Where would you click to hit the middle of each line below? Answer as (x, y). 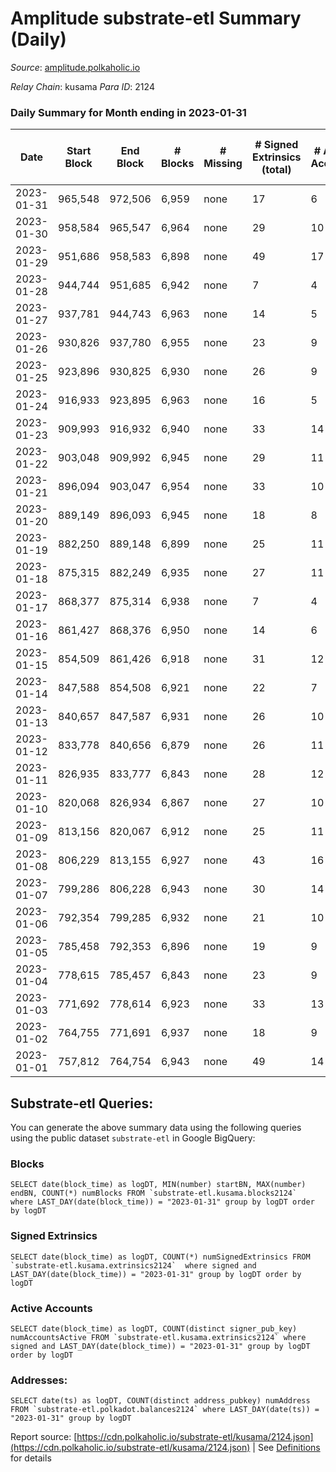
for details (31, 1458)
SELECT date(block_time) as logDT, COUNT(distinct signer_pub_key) (154, 1328)
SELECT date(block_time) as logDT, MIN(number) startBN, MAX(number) (158, 1185)
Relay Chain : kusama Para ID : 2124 (82, 86)
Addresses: (39, 1380)
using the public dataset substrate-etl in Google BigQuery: (133, 1138)
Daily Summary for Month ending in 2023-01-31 (128, 112)
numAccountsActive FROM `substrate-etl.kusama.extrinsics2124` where (158, 1337)
